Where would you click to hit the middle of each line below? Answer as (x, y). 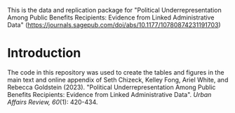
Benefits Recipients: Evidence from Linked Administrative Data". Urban (109, 94)
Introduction (44, 53)
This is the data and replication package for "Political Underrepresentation (115, 10)
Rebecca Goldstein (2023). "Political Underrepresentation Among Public (112, 87)
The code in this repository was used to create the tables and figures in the (116, 72)
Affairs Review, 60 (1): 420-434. (53, 102)
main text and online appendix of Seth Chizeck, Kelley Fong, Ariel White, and (118, 80)
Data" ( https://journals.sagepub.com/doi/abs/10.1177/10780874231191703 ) (114, 25)
